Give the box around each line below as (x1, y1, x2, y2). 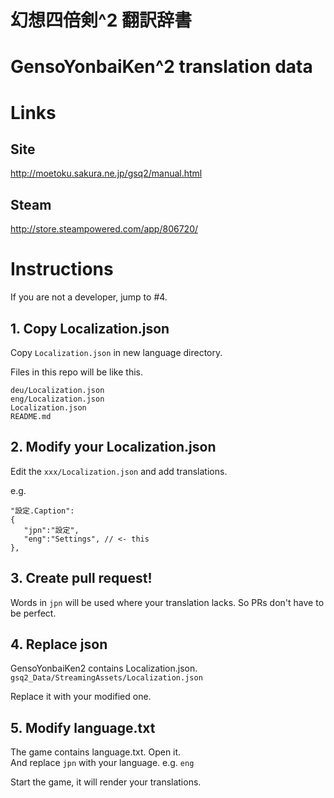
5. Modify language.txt (10, 719, 156, 736)
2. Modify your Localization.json (10, 439, 217, 456)
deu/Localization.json (10, 385, 105, 395)
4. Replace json (10, 636, 108, 653)
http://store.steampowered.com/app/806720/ (10, 223, 199, 235)
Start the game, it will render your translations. (10, 776, 202, 788)
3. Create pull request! (10, 570, 153, 587)
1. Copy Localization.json (10, 320, 170, 337)
